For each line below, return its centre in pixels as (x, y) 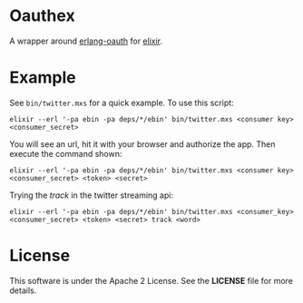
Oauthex (42, 16)
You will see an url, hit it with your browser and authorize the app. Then (142, 144)
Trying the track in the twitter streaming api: (92, 195)
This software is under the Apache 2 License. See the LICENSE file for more (151, 280)
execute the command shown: (66, 153)
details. (23, 290)
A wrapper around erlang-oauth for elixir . (86, 41)
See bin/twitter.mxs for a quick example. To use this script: (122, 103)
